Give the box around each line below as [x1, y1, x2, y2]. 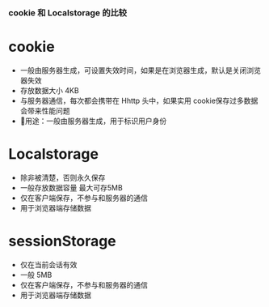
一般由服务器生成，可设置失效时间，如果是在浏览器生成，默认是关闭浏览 [19, 65, 261, 75]
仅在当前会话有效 [19, 259, 78, 269]
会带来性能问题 [19, 105, 70, 115]
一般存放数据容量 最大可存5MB [19, 182, 123, 192]
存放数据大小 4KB [19, 85, 79, 95]
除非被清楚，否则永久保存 [19, 173, 106, 182]
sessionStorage [8, 232, 117, 250]
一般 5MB [19, 270, 53, 279]
